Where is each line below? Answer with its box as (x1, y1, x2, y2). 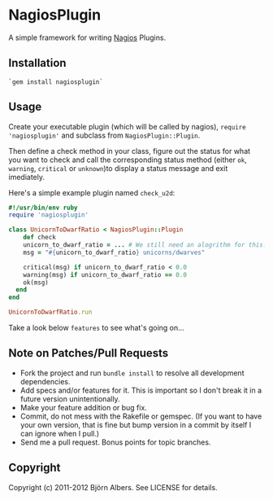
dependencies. (19, 376, 71, 386)
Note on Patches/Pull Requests (8, 346, 169, 360)
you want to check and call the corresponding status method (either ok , (8, 155, 248, 164)
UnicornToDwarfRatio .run (8, 308, 93, 317)
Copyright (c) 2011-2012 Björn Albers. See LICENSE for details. (8, 482, 218, 492)
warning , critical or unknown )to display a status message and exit (8, 163, 228, 173)
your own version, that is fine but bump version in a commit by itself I (19, 419, 252, 429)
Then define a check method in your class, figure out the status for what (8, 146, 250, 156)
